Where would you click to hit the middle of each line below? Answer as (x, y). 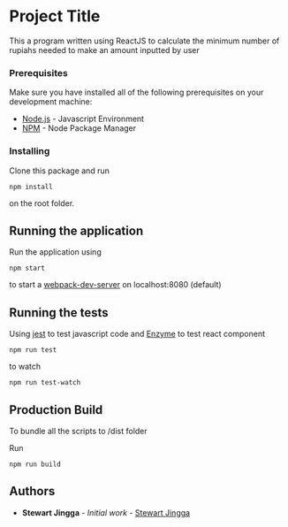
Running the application (76, 230)
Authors (32, 491)
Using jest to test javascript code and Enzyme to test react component (137, 334)
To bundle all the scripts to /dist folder (78, 431)
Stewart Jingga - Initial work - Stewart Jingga (106, 512)
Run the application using (55, 252)
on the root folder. (42, 203)
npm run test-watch (45, 383)
